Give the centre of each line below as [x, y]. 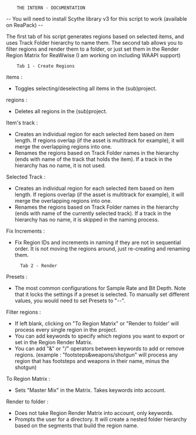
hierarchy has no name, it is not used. [60, 165]
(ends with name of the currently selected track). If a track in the [93, 213]
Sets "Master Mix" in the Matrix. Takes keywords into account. [90, 390]
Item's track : [22, 123]
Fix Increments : [26, 231]
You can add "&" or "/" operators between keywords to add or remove [99, 348]
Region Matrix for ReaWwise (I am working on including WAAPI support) [93, 55]
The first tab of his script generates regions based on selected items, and [95, 37]
